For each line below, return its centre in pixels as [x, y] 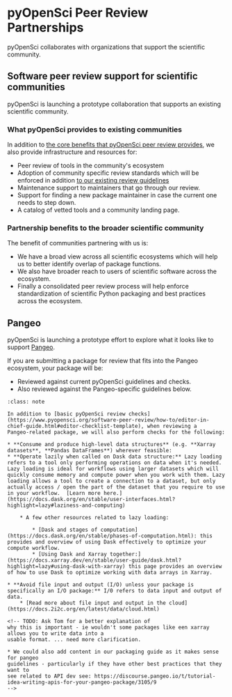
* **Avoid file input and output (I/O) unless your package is [101, 585]
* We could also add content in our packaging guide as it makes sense [113, 652]
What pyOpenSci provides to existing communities [95, 129]
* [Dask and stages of [65, 530]
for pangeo [23, 658]
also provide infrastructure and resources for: [72, 152]
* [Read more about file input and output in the [93, 603]
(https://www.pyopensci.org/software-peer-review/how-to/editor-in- [108, 420]
